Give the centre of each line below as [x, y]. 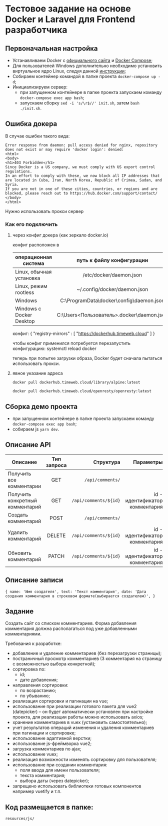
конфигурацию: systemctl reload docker [54, 348]
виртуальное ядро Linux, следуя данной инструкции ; [69, 71]
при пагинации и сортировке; [44, 733]
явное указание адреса [38, 373]
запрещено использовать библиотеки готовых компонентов [77, 786]
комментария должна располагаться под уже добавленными [71, 628]
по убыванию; [35, 696]
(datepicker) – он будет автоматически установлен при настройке [83, 712]
